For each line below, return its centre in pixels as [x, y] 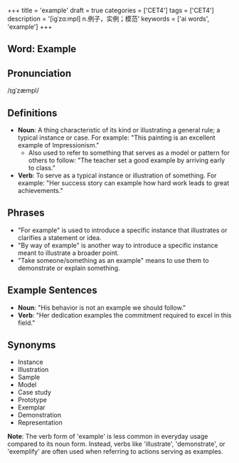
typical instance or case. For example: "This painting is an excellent [116, 137]
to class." [42, 168]
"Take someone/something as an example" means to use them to [113, 260]
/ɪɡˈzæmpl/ [23, 90]
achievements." [40, 191]
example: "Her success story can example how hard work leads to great [123, 183]
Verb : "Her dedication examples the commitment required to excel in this [124, 315]
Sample [29, 378]
